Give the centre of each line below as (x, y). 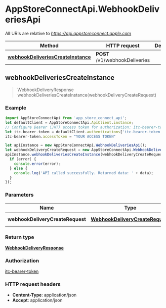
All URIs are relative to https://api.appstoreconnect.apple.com (68, 33)
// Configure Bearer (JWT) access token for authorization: (68, 127)
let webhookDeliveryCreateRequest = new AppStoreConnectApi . (69, 150)
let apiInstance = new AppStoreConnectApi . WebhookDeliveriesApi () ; (76, 145)
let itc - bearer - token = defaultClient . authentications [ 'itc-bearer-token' (84, 132)
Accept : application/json (37, 300)
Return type (20, 237)
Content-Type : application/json (44, 295)
